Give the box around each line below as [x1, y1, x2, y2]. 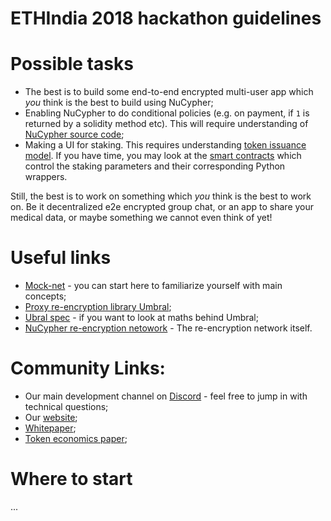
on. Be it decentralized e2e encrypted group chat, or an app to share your [10, 201, 315, 213]
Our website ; [24, 412, 78, 423]
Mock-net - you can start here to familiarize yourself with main [24, 280, 283, 292]
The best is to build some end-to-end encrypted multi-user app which [24, 86, 314, 98]
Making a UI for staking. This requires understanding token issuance [24, 139, 307, 151]
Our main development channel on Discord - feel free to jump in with [24, 390, 308, 402]
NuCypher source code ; [24, 128, 125, 141]
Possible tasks [10, 53, 134, 76]
